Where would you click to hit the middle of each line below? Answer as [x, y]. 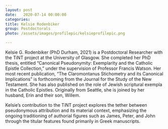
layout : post [19, 10]
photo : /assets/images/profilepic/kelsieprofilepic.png [65, 33]
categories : [18, 19]
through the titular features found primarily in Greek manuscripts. [73, 121]
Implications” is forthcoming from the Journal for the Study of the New [78, 79]
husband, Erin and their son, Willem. [43, 95]
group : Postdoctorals [28, 29]
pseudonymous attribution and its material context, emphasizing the [76, 110]
